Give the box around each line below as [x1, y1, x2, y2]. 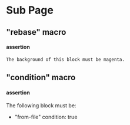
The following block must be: [6, 102, 76, 109]
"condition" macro [6, 73, 76, 83]
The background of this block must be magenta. [6, 57, 125, 63]
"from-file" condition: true [14, 113, 78, 121]
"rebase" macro [6, 27, 66, 37]
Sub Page [6, 4, 54, 17]
